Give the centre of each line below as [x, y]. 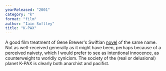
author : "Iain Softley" [30, 24]
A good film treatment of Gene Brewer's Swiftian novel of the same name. [81, 42]
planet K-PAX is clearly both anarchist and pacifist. [57, 64]
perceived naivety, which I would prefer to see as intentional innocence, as [82, 53]
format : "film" [21, 19]
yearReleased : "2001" [28, 10]
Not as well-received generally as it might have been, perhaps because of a [83, 48]
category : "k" [20, 14]
